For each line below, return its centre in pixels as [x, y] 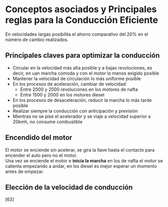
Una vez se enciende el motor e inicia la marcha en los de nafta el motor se [84, 160]
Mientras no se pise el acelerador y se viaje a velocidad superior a [81, 116]
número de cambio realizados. [37, 40]
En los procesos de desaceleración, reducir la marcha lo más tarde [82, 100]
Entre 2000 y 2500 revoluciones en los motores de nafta [79, 89]
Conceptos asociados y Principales [81, 9]
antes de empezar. [25, 171]
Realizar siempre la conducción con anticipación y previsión [75, 111]
